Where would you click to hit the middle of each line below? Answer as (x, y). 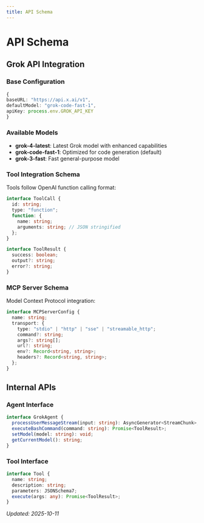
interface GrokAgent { (35, 417)
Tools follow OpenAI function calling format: (61, 188)
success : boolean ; (35, 255)
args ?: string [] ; (39, 340)
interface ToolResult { (36, 249)
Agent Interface (30, 405)
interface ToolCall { (34, 199)
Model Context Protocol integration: (51, 301)
